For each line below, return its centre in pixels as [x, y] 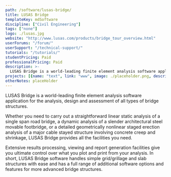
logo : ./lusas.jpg [25, 34]
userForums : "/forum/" [29, 43]
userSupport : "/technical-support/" [44, 48]
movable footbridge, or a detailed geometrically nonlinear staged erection [83, 127]
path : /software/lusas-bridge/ [38, 10]
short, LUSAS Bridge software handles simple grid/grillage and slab [76, 158]
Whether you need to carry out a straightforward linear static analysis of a [83, 116]
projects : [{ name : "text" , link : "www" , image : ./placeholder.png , [78, 76]
